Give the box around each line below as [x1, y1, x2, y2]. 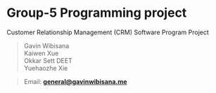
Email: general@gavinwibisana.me [23, 77, 127, 85]
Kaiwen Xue [23, 49, 59, 57]
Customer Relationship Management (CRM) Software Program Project [6, 28, 209, 36]
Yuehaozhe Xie [23, 64, 68, 72]
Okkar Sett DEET [23, 56, 73, 64]
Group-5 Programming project [6, 5, 187, 21]
